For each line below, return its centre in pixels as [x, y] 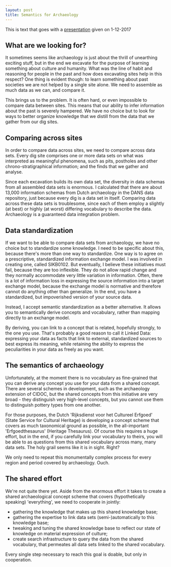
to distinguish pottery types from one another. [53, 405]
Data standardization [39, 230]
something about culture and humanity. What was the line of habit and [79, 68]
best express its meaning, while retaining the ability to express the [75, 344]
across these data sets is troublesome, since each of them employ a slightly [85, 204]
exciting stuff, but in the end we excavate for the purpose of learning [77, 63]
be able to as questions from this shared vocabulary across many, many [81, 442]
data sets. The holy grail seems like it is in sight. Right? [63, 447]
